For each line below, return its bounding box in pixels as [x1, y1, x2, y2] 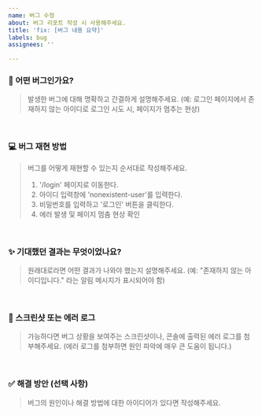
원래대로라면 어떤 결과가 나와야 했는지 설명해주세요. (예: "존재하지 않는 [27, 265, 244, 276]
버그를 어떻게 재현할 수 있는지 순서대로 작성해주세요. [27, 163, 187, 172]
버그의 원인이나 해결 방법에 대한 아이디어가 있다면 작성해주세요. [27, 398, 222, 407]
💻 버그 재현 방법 [8, 141, 67, 152]
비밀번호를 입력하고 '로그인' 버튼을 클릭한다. [39, 199, 175, 209]
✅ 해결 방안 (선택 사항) [8, 379, 89, 390]
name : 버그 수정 [8, 11, 55, 20]
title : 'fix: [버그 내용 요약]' [8, 26, 105, 34]
